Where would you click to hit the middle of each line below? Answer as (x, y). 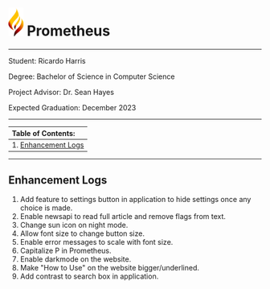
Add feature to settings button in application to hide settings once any (135, 200)
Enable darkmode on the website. (76, 259)
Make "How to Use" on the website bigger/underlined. (109, 268)
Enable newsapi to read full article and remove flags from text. (123, 217)
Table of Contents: (43, 133)
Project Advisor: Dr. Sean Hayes (61, 93)
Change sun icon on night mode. (74, 225)
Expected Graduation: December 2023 (72, 108)
